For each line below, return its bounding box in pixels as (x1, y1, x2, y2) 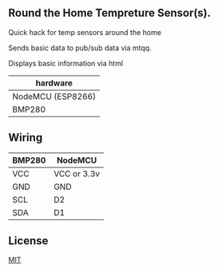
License (8, 235, 49, 248)
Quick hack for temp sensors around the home (8, 27, 162, 37)
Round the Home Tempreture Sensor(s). (8, 6, 212, 20)
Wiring (8, 131, 43, 144)
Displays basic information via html (8, 58, 124, 68)
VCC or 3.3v (53, 168, 101, 179)
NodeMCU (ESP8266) (12, 91, 97, 102)
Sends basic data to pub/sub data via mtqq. (8, 43, 152, 53)
